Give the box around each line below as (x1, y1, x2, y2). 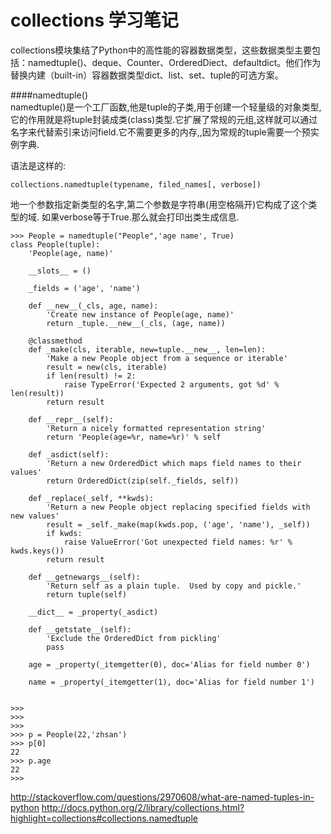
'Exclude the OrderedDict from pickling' (46, 633, 222, 643)
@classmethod (28, 336, 83, 346)
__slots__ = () (28, 266, 92, 276)
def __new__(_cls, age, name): (28, 301, 159, 311)
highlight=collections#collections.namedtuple (10, 812, 198, 824)
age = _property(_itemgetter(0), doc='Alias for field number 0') (28, 659, 311, 670)
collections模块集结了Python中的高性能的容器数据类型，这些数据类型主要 (10, 44, 312, 56)
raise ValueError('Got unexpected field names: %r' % (63, 537, 293, 547)
